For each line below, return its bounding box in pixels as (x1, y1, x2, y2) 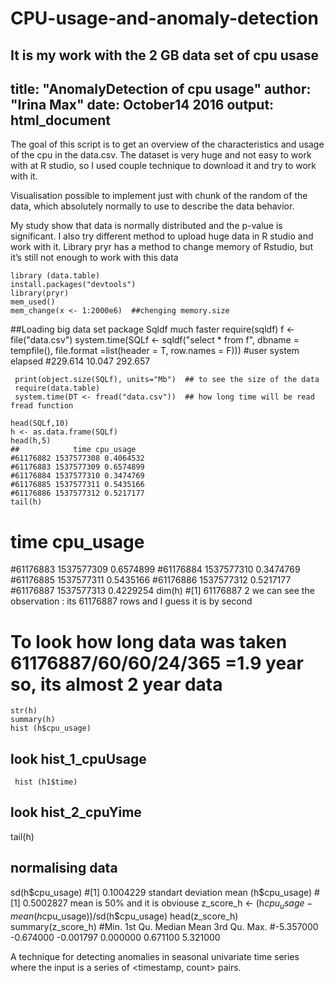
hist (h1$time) (14, 777, 78, 787)
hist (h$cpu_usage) (10, 723, 92, 734)
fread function (10, 401, 74, 411)
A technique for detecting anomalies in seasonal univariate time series (10, 950, 300, 962)
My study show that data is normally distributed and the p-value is (10, 220, 283, 232)
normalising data (10, 860, 118, 877)
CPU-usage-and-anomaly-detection (10, 7, 320, 30)
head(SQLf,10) (10, 418, 70, 429)
